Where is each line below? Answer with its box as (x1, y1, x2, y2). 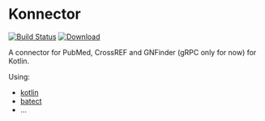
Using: (8, 71, 31, 81)
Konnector (8, 5, 81, 24)
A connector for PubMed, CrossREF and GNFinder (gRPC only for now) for (8, 47, 257, 57)
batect (19, 96, 42, 106)
